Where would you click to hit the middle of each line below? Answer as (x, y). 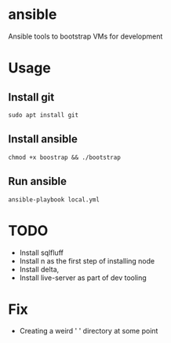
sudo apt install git (44, 115)
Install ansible (43, 139)
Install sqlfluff (42, 253)
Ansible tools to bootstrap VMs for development (85, 36)
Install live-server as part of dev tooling (83, 278)
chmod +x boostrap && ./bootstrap (65, 157)
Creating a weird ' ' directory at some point (89, 331)
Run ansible (38, 181)
